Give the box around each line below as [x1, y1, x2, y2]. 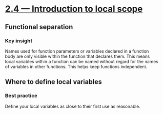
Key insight [5, 37, 33, 44]
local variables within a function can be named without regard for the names [5, 58, 159, 64]
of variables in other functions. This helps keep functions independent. [5, 64, 147, 69]
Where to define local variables [5, 78, 102, 86]
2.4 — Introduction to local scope [5, 3, 143, 15]
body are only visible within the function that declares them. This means [5, 53, 150, 59]
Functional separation [5, 23, 73, 31]
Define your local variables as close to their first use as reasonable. [5, 103, 141, 109]
